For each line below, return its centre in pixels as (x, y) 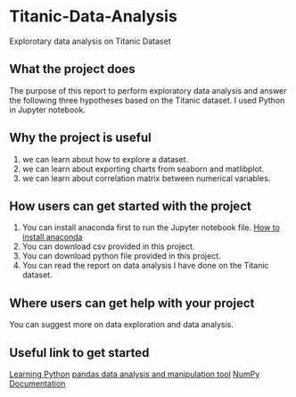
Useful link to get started (79, 353)
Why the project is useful (80, 138)
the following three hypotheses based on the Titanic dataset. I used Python (147, 100)
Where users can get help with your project (132, 303)
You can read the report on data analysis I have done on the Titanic (145, 266)
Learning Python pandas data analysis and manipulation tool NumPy (135, 374)
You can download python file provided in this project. (121, 256)
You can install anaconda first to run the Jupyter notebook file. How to (151, 227)
